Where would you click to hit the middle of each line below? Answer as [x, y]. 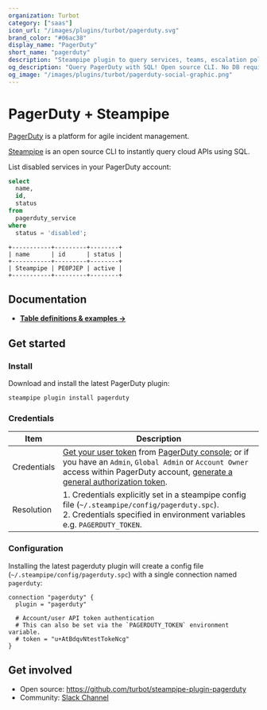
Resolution [32, 510]
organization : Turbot [44, 15]
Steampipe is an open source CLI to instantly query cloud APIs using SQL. [129, 151]
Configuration [36, 549]
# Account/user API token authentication [85, 618]
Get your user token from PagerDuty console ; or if [156, 452]
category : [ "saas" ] [41, 23]
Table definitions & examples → [73, 318]
